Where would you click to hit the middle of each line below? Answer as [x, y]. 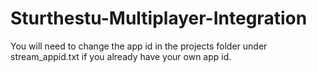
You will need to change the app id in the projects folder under [139, 46]
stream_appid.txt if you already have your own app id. [121, 56]
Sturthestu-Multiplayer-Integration [159, 18]
